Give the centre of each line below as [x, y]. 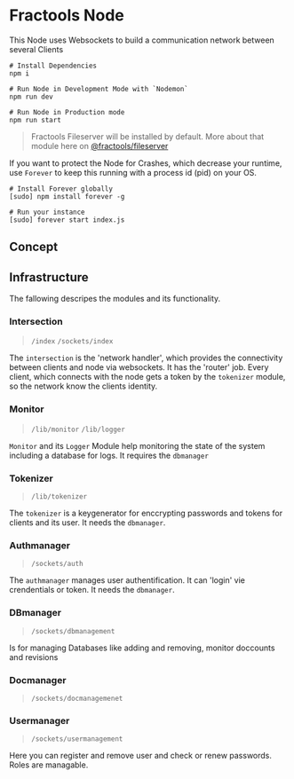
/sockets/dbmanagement [73, 631]
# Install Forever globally [61, 189]
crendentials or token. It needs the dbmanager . [92, 590]
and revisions [34, 657]
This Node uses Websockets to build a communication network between [142, 40]
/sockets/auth [57, 564]
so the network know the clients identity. [83, 386]
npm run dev [31, 97]
